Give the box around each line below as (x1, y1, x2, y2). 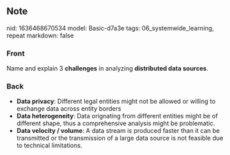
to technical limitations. (16, 141, 83, 149)
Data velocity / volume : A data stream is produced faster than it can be (16, 127, 220, 135)
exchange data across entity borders (16, 104, 122, 113)
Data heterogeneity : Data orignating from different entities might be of (16, 112, 218, 120)
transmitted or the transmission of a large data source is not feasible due (16, 134, 224, 143)
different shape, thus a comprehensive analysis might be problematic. (16, 119, 215, 127)
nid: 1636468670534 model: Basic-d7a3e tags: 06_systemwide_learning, (6, 24, 215, 32)
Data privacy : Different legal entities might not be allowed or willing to (16, 97, 215, 106)
